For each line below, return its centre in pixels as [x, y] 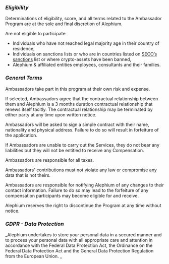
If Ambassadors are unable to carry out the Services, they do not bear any [82, 145]
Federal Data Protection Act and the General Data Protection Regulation [79, 250]
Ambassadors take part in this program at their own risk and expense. [78, 89]
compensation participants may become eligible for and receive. [72, 195]
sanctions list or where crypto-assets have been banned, [72, 59]
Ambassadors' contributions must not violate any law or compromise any [81, 170]
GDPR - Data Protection [35, 224]
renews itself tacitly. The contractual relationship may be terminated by [79, 109]
